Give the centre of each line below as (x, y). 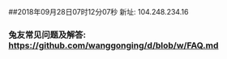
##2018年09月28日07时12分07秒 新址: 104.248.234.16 (99, 12)
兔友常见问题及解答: (47, 35)
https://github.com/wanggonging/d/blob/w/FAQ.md (113, 45)
